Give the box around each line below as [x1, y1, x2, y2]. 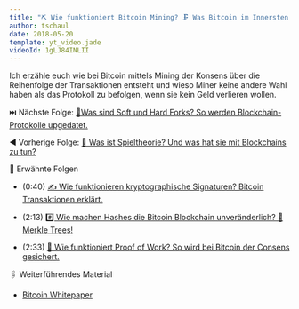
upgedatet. [47, 120, 89, 131]
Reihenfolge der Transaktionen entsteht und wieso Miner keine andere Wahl [9, 80, 287, 91]
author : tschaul [9, 21, 69, 30]
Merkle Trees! [21, 225, 74, 235]
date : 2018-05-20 [9, 29, 74, 38]
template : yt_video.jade [9, 37, 101, 47]
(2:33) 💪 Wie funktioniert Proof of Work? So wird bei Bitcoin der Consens [21, 242, 290, 253]
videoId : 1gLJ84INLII [9, 46, 90, 55]
